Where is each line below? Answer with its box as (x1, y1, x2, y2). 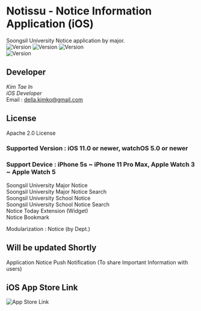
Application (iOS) (6, 17, 94, 31)
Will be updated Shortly (6, 242, 97, 253)
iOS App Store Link (6, 282, 78, 292)
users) (6, 265, 22, 272)
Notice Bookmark (6, 214, 49, 221)
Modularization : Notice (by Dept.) (6, 225, 90, 232)
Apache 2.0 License (6, 129, 56, 137)
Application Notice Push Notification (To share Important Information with (6, 259, 188, 266)
